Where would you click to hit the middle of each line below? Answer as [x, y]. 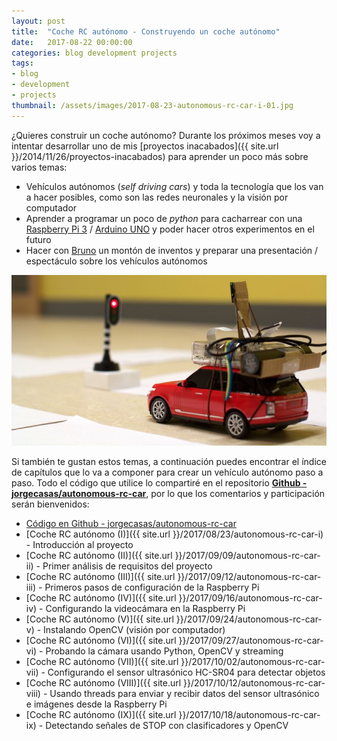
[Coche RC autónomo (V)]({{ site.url [99, 619]
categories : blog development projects [94, 53]
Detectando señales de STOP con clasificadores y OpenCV [167, 725]
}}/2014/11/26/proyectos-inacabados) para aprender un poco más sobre [160, 156]
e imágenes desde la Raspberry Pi [96, 704]
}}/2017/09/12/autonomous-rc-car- [249, 576]
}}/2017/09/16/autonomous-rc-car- [250, 597]
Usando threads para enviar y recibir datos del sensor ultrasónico [184, 693]
